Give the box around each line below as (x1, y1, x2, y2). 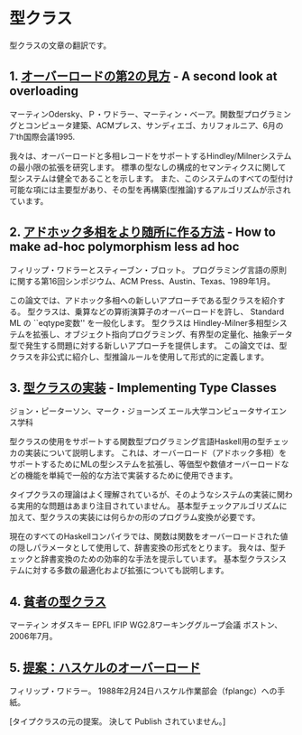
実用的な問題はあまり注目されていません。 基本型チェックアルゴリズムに (16, 500, 288, 511)
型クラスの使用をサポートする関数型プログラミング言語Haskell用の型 (9, 436, 266, 447)
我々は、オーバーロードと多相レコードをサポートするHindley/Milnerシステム (9, 150, 292, 161)
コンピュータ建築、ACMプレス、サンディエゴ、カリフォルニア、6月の (24, 119, 284, 131)
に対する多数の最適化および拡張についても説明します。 (24, 565, 230, 576)
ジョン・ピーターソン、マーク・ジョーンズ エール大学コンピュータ (9, 405, 255, 416)
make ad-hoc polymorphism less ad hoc (9, 239, 240, 255)
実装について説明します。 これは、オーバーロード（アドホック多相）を (24, 448, 287, 459)
